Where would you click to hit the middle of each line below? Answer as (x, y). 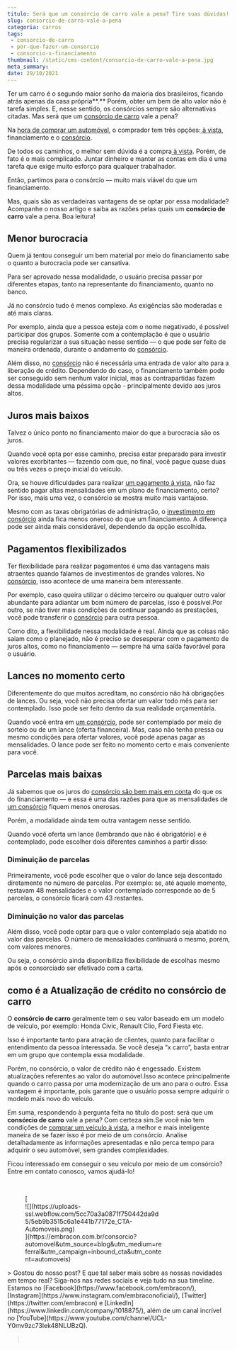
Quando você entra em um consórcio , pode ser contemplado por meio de (115, 722)
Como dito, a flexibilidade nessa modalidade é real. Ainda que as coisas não (118, 631)
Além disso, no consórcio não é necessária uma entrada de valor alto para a (118, 363)
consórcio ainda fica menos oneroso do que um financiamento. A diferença (117, 519)
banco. (18, 292)
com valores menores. (40, 947)
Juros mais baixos (48, 415)
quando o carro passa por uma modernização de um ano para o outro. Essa (118, 1083)
